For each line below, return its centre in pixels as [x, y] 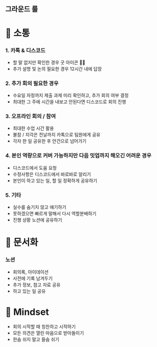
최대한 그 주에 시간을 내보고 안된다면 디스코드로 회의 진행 [69, 102]
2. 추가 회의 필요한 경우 [32, 83]
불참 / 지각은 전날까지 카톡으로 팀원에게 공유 [57, 135]
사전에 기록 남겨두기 [32, 278]
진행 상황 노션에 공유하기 [37, 220]
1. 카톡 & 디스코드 [25, 50]
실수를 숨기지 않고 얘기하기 [39, 207]
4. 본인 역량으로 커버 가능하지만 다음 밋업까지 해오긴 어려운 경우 [78, 156]
